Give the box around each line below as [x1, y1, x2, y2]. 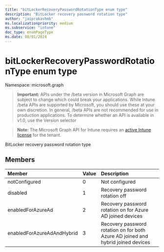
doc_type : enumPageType [5, 30, 54, 35]
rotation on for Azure [101, 206, 149, 213]
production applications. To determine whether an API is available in [17, 112, 154, 118]
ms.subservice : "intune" [5, 25, 56, 30]
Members [5, 156, 35, 164]
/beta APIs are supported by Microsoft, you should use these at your [17, 102, 155, 107]
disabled [7, 189, 27, 196]
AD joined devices [101, 212, 143, 219]
